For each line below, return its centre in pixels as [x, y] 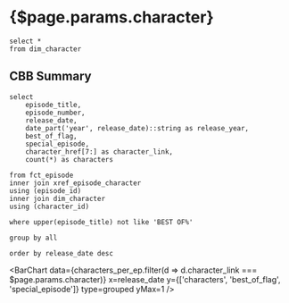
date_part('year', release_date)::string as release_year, [137, 128]
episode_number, [56, 113]
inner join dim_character [57, 198]
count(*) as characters [70, 159]
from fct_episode [41, 175]
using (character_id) [50, 206]
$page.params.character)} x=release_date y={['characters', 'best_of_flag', [145, 279]
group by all [33, 238]
